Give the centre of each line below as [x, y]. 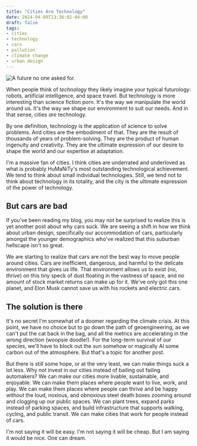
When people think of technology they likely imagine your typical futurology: [98, 89]
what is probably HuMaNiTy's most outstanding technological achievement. [98, 168]
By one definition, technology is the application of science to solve [87, 126]
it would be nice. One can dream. [46, 438]
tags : [13, 28]
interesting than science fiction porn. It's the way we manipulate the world [96, 102]
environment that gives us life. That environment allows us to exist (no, [92, 269]
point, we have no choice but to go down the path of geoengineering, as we [98, 327]
